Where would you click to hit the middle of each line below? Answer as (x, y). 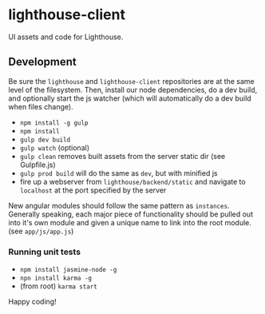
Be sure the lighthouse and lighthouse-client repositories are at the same (131, 81)
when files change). (41, 106)
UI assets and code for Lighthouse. (66, 37)
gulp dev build (45, 140)
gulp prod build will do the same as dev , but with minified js (119, 173)
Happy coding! (33, 302)
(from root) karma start (58, 286)
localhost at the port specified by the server (93, 190)
